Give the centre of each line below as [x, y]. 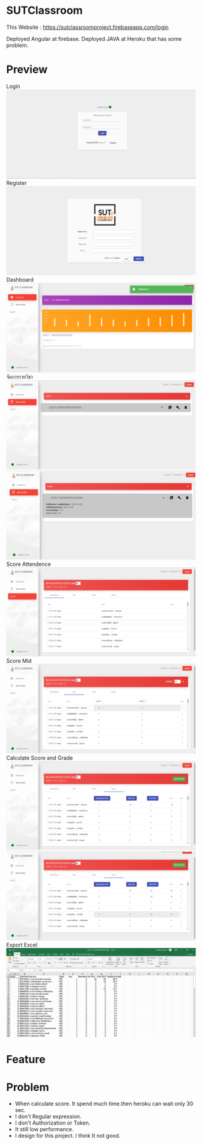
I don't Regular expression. [48, 1117]
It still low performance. [44, 1129]
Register [17, 183]
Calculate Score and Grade [40, 758]
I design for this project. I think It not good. [68, 1136]
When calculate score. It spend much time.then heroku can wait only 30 [104, 1104]
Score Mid [19, 661]
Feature [26, 1060]
